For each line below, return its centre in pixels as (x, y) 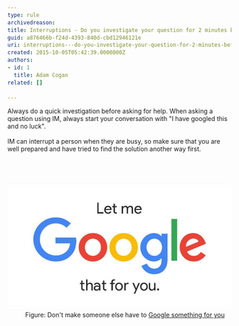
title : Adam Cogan (41, 75)
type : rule (23, 15)
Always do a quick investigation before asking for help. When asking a (110, 111)
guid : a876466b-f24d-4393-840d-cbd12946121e (74, 38)
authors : (20, 61)
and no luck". (27, 126)
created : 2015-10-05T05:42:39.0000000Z (67, 53)
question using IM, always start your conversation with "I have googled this (117, 119)
